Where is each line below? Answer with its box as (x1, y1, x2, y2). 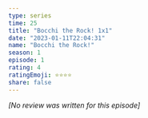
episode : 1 (8, 57, 45, 65)
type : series (8, 11, 52, 20)
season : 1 (8, 49, 42, 57)
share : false (8, 78, 52, 86)
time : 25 (8, 19, 38, 27)
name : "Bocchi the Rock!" (8, 41, 94, 49)
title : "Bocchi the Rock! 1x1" (8, 26, 113, 34)
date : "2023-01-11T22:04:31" (8, 33, 106, 42)
